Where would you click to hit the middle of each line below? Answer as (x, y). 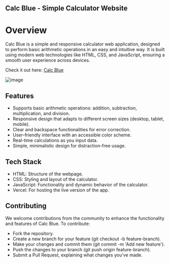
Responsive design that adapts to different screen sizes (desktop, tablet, (88, 119)
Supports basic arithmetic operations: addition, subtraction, (75, 108)
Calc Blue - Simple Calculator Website (66, 8)
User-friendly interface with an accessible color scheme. (72, 135)
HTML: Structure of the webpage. (48, 174)
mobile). (21, 124)
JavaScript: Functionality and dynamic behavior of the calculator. (80, 184)
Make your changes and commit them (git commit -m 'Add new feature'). (89, 244)
